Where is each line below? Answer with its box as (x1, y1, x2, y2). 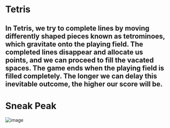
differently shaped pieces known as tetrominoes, (5, 32, 165, 40)
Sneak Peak (5, 100, 57, 112)
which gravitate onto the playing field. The (5, 40, 143, 48)
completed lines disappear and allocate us (5, 47, 143, 57)
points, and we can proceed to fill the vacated (5, 56, 154, 64)
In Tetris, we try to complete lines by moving (5, 24, 150, 33)
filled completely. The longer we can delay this (5, 71, 157, 80)
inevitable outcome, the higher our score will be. (5, 80, 163, 88)
